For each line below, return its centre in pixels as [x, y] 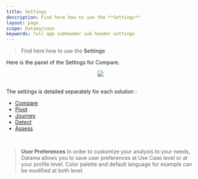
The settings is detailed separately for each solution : [72, 92]
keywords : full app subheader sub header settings [71, 34]
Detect [23, 122]
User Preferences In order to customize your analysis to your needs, [106, 152]
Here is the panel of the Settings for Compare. [63, 63]
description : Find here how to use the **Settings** [73, 17]
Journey [25, 116]
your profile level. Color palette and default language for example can [106, 164]
